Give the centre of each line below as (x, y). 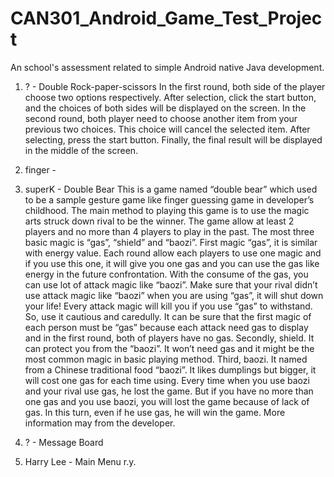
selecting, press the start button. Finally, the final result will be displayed (173, 139)
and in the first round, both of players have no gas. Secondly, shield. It (169, 338)
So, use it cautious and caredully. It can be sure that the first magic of (168, 316)
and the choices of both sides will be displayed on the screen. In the (165, 108)
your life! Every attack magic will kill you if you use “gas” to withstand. (168, 306)
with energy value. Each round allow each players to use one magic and (173, 253)
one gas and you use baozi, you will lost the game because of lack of (167, 401)
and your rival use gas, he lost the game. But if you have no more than (169, 391)
